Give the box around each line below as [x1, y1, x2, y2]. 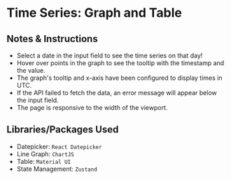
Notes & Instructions [6, 33, 99, 45]
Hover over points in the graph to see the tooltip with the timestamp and [16, 59, 225, 67]
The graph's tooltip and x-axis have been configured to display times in [16, 74, 223, 82]
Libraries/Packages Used [6, 124, 119, 136]
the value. [16, 67, 46, 74]
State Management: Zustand [16, 165, 97, 173]
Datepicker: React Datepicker [16, 142, 102, 151]
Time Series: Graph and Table [6, 5, 183, 21]
